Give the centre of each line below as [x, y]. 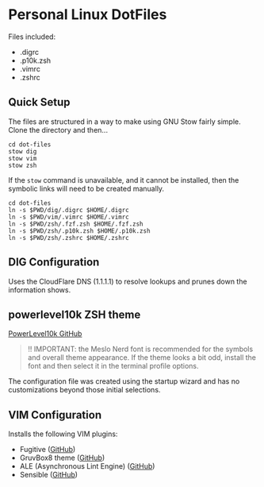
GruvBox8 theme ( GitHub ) [62, 458]
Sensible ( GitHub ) [48, 475]
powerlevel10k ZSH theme [75, 314]
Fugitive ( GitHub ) [48, 450]
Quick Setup [39, 102]
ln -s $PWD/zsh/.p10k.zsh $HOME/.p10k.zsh [79, 231]
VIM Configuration [55, 415]
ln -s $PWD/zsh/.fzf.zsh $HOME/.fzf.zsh [76, 224]
